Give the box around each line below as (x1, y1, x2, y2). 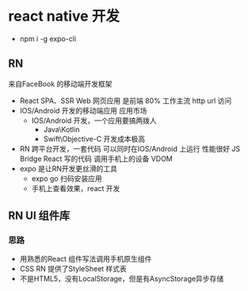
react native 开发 (8, 7, 120, 25)
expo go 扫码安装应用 (31, 174, 102, 183)
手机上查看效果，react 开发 (31, 183, 120, 193)
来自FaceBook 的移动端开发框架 (8, 78, 113, 88)
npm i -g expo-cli (19, 33, 77, 44)
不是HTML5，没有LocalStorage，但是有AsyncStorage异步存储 (19, 274, 224, 284)
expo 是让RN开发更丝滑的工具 (19, 163, 117, 173)
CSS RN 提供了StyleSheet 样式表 (19, 264, 127, 274)
